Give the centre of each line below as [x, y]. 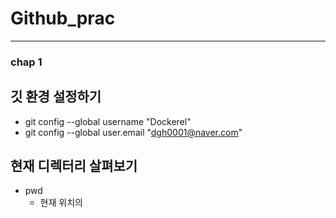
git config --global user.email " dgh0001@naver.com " [133, 132]
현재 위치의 [61, 203]
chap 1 [26, 62]
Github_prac [63, 18]
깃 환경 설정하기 [56, 97]
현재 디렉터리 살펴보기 [74, 166]
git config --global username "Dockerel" [108, 121]
